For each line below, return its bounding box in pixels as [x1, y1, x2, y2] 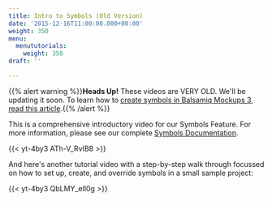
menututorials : [15, 42, 67, 50]
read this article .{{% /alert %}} [8, 103, 110, 113]
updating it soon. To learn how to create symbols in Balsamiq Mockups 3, [8, 95, 254, 105]
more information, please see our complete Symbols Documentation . [8, 127, 239, 138]
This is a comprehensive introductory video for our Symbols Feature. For [8, 119, 252, 129]
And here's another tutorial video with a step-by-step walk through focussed [8, 159, 265, 169]
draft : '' [8, 58, 42, 66]
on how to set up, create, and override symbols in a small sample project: [8, 168, 253, 177]
